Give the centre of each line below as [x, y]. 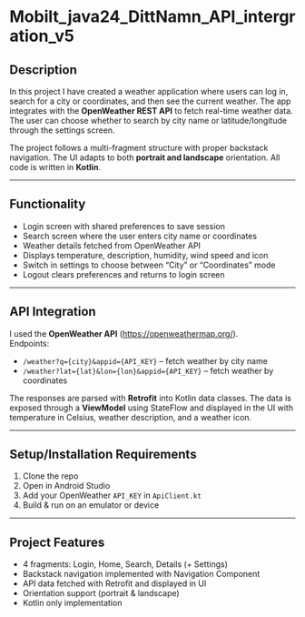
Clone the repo [50, 476]
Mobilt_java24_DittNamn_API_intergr [152, 17]
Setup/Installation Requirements [103, 455]
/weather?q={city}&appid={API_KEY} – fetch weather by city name [145, 360]
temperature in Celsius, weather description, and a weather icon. [131, 417]
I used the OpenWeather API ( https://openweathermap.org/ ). [124, 333]
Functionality [48, 204]
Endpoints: [30, 343]
